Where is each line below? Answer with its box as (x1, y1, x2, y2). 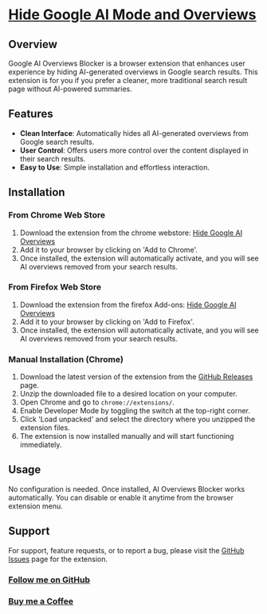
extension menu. (8, 501, 64, 511)
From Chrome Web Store (8, 209, 106, 221)
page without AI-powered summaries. (8, 84, 133, 94)
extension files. (19, 423, 70, 433)
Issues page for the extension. (8, 554, 108, 564)
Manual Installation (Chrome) (8, 353, 124, 365)
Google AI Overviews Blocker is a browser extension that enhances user (8, 58, 245, 68)
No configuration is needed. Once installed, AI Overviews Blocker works (8, 484, 245, 493)
